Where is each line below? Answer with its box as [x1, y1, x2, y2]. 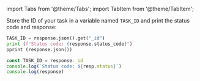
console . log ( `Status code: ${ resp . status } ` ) [6, 63, 122, 69]
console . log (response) [6, 69, 64, 75]
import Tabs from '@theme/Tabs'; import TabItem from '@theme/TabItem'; [6, 5, 194, 12]
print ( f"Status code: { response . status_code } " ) [6, 41, 133, 47]
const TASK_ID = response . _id [6, 57, 84, 63]
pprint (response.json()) [6, 46, 72, 52]
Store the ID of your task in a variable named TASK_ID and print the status [6, 17, 190, 24]
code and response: [6, 24, 57, 30]
